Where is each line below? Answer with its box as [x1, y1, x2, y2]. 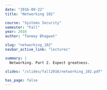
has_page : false [5, 78, 38, 83]
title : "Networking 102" [5, 12, 55, 16]
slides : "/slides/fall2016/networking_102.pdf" [5, 69, 103, 74]
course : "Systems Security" [5, 20, 62, 25]
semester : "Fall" [5, 25, 40, 30]
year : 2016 [5, 30, 27, 34]
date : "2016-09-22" [5, 7, 45, 12]
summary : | [5, 56, 27, 60]
